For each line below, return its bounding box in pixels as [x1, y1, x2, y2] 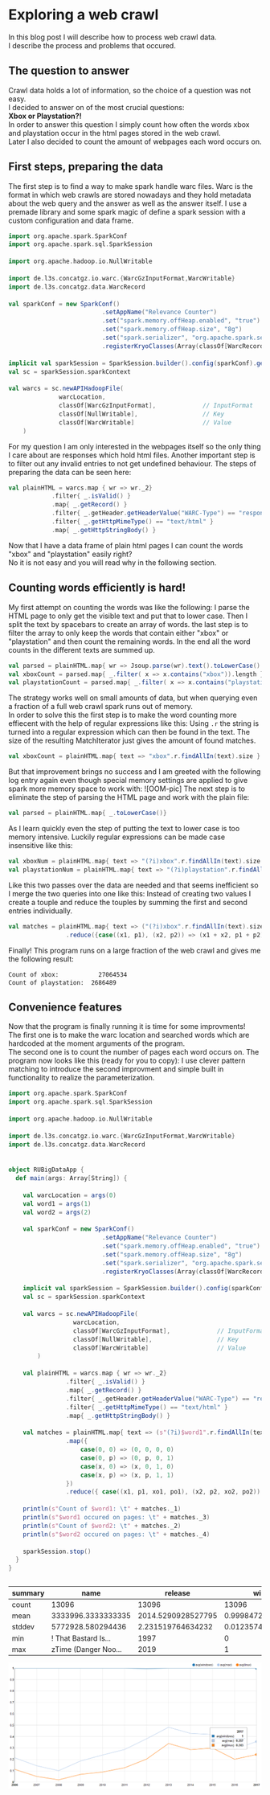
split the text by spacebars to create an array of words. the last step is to [8, 619, 249, 629]
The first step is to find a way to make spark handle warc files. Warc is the [8, 181, 253, 191]
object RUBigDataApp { [8, 1166, 84, 1174]
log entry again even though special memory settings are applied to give [8, 776, 248, 785]
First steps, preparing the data [8, 160, 163, 174]
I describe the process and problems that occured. [8, 40, 177, 50]
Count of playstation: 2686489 [8, 978, 117, 986]
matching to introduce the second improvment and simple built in [8, 1064, 224, 1074]
